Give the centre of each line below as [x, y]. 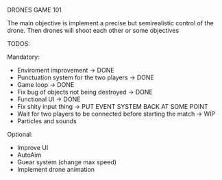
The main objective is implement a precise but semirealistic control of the [110, 23]
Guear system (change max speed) [67, 162]
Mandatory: [23, 57]
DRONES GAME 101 [34, 10]
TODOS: [19, 43]
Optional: [20, 134]
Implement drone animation [56, 169]
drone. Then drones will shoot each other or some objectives [93, 30]
